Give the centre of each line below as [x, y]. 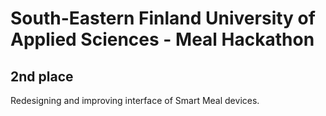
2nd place [42, 76]
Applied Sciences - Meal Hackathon [162, 39]
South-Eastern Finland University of [163, 18]
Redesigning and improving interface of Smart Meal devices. [135, 100]
